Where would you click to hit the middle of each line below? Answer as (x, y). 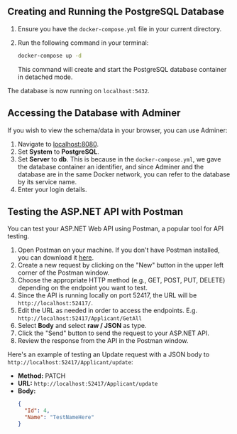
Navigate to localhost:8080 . (58, 144)
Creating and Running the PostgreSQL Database (116, 12)
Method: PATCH (42, 376)
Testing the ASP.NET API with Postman (95, 212)
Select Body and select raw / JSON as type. (82, 326)
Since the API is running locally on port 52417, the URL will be (107, 295)
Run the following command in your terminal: (83, 43)
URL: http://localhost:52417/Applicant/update (88, 383)
